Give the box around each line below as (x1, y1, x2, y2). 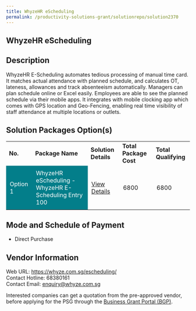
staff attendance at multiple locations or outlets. (6, 108, 121, 115)
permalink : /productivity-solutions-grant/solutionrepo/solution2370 (6, 14, 179, 20)
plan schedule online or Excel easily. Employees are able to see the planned (6, 89, 188, 96)
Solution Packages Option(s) (6, 125, 113, 135)
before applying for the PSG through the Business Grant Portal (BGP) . (6, 298, 173, 305)
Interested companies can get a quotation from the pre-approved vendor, (6, 292, 183, 299)
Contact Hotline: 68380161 (6, 274, 70, 281)
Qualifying (155, 153, 185, 161)
